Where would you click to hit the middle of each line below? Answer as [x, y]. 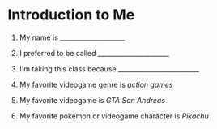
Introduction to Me [71, 15]
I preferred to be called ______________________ [94, 53]
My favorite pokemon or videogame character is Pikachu [114, 116]
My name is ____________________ [72, 37]
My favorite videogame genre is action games [96, 84]
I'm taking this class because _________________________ [109, 69]
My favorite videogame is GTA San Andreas [92, 100]
